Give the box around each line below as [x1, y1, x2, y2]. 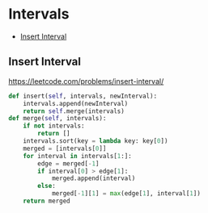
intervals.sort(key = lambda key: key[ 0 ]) [23, 137, 168, 145]
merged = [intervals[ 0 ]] [23, 144, 107, 152]
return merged [23, 197, 70, 205]
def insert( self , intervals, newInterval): [8, 92, 158, 100]
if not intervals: [23, 122, 85, 130]
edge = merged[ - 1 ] [37, 159, 100, 168]
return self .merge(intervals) [23, 106, 125, 115]
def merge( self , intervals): [8, 115, 107, 123]
